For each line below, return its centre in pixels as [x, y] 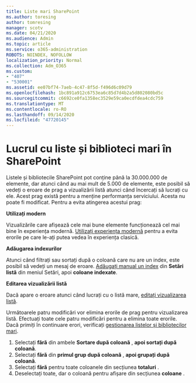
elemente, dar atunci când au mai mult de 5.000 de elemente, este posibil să [98, 184]
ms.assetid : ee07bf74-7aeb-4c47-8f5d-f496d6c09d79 [69, 88]
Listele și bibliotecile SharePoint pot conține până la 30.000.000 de [87, 177]
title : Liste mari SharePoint [43, 11]
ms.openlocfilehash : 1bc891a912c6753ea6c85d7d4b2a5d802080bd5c [85, 93]
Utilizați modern [26, 214]
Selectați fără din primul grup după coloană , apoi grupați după [92, 355]
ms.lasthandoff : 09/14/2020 [40, 114]
